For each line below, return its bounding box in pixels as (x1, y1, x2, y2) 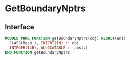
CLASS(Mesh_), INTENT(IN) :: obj (9, 40, 79, 45)
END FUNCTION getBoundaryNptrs (5, 50, 70, 55)
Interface (5, 23, 34, 31)
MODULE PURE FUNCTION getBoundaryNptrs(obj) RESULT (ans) (5, 36, 126, 41)
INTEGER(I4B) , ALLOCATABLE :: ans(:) (9, 45, 88, 50)
